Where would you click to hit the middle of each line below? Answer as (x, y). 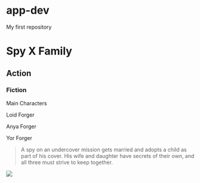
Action (19, 73)
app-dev (28, 10)
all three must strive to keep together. (67, 162)
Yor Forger (19, 138)
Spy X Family (39, 51)
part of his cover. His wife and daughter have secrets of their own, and (107, 155)
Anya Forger (21, 126)
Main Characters (27, 103)
